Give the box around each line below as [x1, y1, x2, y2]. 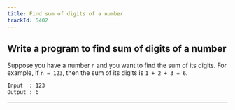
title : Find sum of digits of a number [7, 10, 124, 18]
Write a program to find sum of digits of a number [7, 43, 227, 55]
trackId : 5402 [7, 17, 49, 24]
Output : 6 [7, 89, 39, 96]
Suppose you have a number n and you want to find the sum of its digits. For [7, 61, 227, 70]
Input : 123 [7, 82, 45, 90]
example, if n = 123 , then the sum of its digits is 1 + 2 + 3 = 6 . [7, 69, 188, 77]
